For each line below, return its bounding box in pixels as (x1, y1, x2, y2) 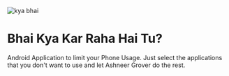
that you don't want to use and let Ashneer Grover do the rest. (7, 61, 186, 69)
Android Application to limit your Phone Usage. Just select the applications (7, 53, 223, 61)
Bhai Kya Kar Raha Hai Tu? (7, 31, 163, 46)
